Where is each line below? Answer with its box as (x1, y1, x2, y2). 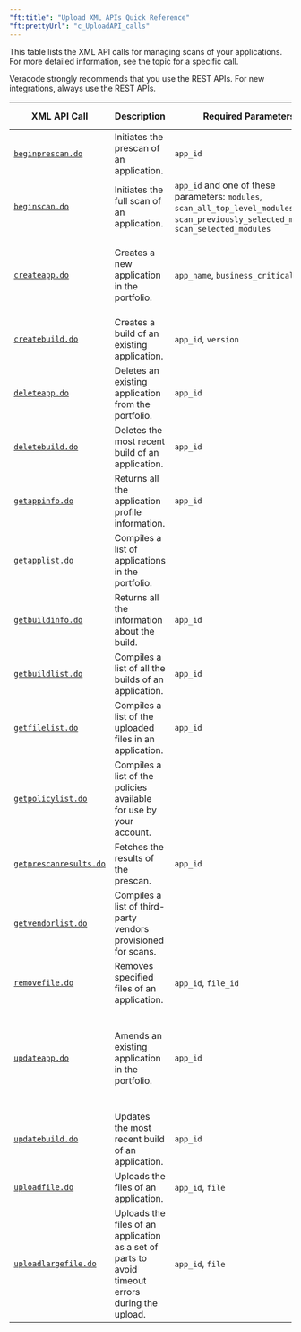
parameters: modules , (174, 190, 262, 202)
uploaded (114, 721, 155, 733)
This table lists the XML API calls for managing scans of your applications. (9, 46, 283, 57)
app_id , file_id (174, 976, 239, 989)
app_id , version (174, 333, 239, 345)
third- (140, 900, 166, 912)
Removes (114, 959, 154, 972)
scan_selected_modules (174, 224, 271, 234)
